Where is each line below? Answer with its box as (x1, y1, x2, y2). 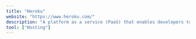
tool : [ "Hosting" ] (6, 24, 51, 30)
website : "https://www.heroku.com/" (6, 14, 95, 19)
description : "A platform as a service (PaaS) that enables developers (6, 19, 184, 25)
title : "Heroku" (6, 8, 45, 14)
